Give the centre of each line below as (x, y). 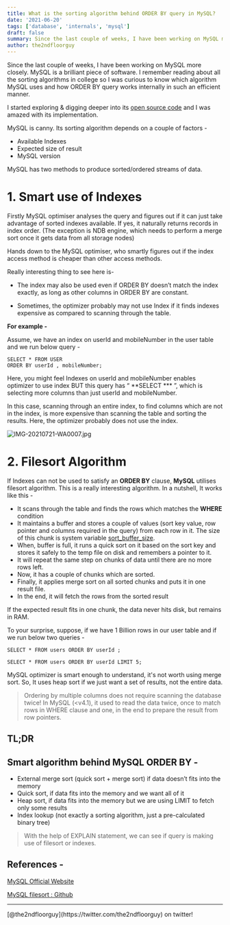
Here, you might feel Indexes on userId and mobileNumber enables (102, 378)
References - (35, 865)
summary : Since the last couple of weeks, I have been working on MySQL (113, 39)
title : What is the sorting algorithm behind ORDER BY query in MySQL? (111, 13)
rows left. (30, 567)
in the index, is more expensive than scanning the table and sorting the (107, 413)
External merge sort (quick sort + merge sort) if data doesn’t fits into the (119, 779)
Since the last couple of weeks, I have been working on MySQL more (104, 65)
